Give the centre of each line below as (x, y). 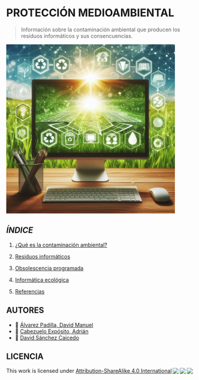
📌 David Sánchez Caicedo (47, 337)
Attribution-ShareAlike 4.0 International (124, 371)
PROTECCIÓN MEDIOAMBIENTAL (90, 13)
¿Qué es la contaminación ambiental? (61, 245)
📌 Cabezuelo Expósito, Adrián (52, 331)
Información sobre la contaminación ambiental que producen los (100, 29)
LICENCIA (25, 356)
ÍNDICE (20, 231)
